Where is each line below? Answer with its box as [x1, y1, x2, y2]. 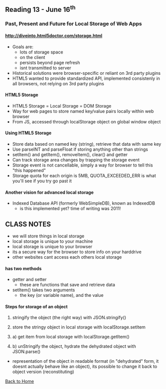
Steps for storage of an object [5, 303, 68, 309]
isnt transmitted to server [19, 64, 71, 71]
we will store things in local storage [12, 233, 85, 239]
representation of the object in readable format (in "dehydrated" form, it [12, 358, 159, 364]
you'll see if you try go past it [12, 178, 72, 184]
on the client [19, 54, 46, 60]
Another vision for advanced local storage [5, 189, 94, 195]
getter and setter [12, 277, 47, 282]
